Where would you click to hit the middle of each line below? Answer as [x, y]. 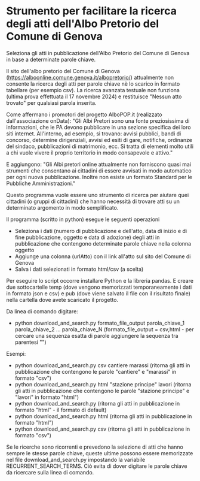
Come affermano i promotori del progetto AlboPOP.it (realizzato [84, 114]
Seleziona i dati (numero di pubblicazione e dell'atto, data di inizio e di [101, 231]
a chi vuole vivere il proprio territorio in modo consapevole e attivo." [90, 152]
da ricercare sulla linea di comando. [50, 472]
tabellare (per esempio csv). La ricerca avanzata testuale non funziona [93, 90]
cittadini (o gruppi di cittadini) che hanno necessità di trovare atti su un [93, 201]
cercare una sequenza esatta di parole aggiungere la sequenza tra [96, 335]
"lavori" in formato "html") [47, 397]
